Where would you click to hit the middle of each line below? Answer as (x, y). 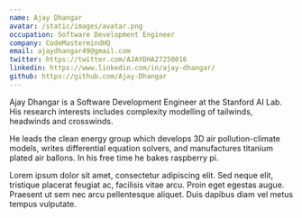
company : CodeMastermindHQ (60, 43)
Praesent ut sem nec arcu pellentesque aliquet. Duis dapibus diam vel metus (151, 194)
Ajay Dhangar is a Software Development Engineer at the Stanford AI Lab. (146, 102)
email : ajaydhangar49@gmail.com (70, 51)
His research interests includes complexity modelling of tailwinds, (131, 111)
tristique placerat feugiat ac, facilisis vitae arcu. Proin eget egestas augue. (147, 185)
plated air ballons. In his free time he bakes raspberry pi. (114, 158)
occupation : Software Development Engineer (92, 34)
